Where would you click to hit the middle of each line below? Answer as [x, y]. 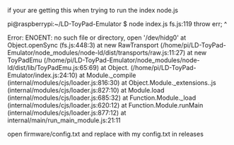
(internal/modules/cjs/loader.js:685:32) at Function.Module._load [102, 98]
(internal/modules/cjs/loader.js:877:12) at [67, 113]
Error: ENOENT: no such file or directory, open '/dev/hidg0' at [97, 37]
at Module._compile [107, 75]
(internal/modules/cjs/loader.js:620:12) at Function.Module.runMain [105, 105]
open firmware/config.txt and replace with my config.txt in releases [105, 134]
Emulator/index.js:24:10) [42, 75]
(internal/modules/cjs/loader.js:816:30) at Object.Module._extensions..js [112, 83]
